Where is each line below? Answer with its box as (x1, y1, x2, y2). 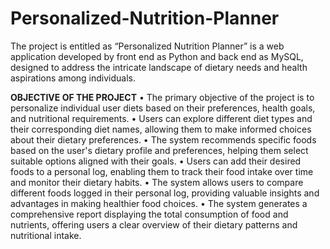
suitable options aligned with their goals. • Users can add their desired (10, 155, 302, 167)
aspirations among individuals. (10, 72, 137, 84)
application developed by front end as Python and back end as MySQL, (10, 50, 304, 62)
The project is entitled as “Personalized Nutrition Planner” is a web (10, 40, 285, 52)
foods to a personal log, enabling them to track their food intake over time (10, 165, 314, 177)
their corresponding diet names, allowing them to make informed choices (10, 123, 312, 135)
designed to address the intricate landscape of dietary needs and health (10, 61, 308, 73)
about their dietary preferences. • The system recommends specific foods (10, 133, 317, 146)
